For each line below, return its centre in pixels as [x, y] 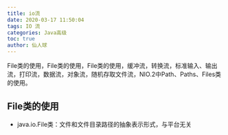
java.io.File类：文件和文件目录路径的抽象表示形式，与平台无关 [104, 124]
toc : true [21, 39]
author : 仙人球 [27, 45]
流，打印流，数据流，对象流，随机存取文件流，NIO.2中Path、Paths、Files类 [114, 74]
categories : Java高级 [37, 33]
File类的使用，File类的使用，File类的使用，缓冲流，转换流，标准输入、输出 [112, 65]
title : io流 [24, 13]
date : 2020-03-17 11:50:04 [46, 20]
